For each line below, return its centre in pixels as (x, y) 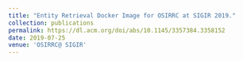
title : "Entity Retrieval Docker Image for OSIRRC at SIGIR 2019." (122, 15)
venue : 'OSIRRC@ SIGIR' (48, 45)
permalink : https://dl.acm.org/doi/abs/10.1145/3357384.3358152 (117, 30)
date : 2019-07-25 (37, 38)
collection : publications (51, 23)
